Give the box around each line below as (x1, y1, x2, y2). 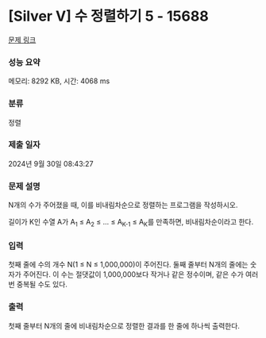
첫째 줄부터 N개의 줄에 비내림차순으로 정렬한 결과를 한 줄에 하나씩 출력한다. (8, 321, 241, 330)
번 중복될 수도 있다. (8, 279, 67, 290)
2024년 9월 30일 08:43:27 (8, 159, 94, 168)
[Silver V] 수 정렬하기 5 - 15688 (8, 7, 209, 25)
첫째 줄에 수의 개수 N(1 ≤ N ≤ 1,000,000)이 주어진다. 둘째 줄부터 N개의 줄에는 (8, 259, 249, 270)
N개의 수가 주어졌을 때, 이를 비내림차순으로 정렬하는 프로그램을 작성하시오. (8, 200, 238, 210)
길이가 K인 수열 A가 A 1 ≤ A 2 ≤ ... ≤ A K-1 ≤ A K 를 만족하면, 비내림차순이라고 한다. (8, 217, 254, 229)
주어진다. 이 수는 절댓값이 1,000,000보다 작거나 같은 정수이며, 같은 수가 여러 (22, 270, 259, 279)
